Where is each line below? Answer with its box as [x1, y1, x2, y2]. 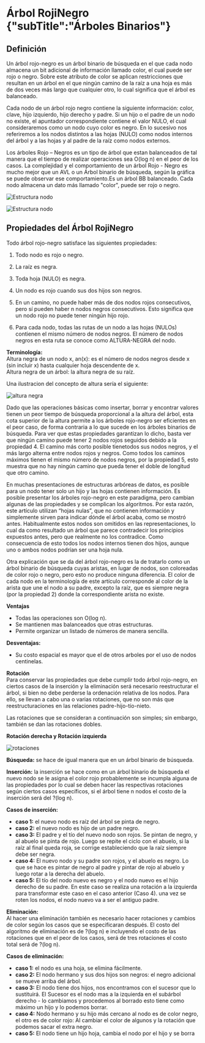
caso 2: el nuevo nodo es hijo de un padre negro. [15, 824, 140, 831]
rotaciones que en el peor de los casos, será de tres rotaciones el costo [6, 934, 187, 941]
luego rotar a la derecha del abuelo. [15, 870, 105, 877]
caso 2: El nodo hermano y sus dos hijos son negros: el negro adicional [15, 971, 196, 978]
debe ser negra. [15, 850, 56, 858]
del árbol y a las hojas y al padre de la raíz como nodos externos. [6, 137, 171, 144]
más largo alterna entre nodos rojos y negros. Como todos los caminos [6, 449, 185, 456]
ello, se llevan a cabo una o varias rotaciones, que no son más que [6, 695, 174, 702]
